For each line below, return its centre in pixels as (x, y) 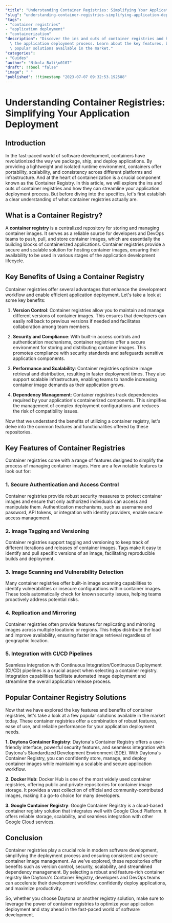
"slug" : (14, 15)
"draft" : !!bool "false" (32, 67)
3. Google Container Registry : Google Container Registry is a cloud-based (84, 805)
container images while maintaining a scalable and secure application (79, 764)
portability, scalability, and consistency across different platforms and (79, 172)
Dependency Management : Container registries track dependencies (85, 394)
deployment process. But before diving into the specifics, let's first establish (86, 194)
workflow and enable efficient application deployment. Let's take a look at (83, 295)
